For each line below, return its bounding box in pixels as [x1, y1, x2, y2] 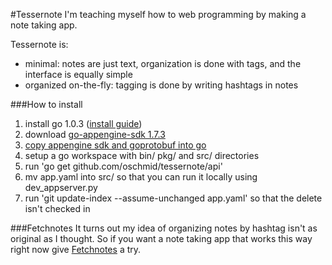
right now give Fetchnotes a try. [10, 244, 142, 255]
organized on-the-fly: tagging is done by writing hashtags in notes [24, 79, 299, 91]
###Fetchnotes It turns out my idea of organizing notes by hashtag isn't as [10, 222, 318, 234]
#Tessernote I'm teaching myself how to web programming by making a [10, 9, 307, 20]
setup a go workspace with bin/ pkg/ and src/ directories [24, 150, 260, 161]
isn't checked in [24, 203, 91, 214]
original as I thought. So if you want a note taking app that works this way [10, 233, 313, 244]
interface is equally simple [24, 69, 133, 80]
